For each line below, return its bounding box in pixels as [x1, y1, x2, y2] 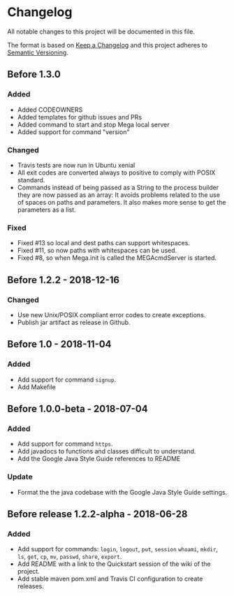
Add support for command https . [17, 439, 113, 448]
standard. [17, 175, 45, 184]
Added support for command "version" [17, 127, 130, 136]
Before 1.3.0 [7, 68, 61, 80]
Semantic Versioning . [7, 48, 68, 57]
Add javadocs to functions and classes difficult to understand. [17, 447, 196, 456]
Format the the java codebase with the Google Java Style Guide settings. [17, 488, 228, 496]
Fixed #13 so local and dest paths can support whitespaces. [17, 239, 191, 247]
